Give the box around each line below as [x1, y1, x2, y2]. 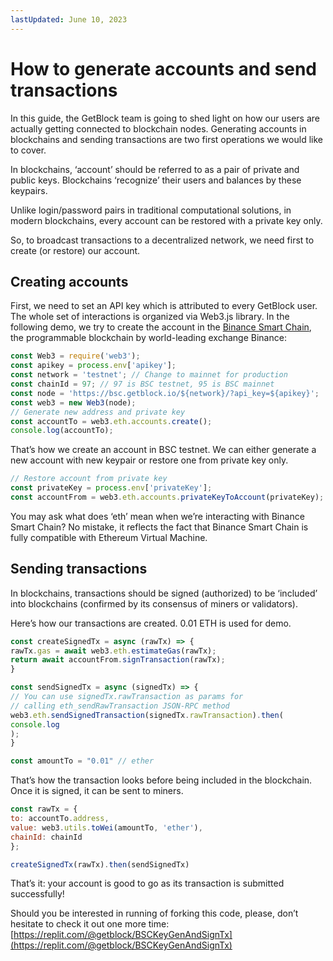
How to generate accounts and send [10, 57, 317, 80]
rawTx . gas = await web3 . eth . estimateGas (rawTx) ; [10, 646, 217, 656]
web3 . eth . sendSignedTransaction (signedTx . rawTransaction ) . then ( [10, 710, 284, 720]
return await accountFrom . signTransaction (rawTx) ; [10, 655, 226, 665]
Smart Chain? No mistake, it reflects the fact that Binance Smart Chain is [10, 521, 309, 533]
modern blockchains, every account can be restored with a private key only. [10, 214, 323, 226]
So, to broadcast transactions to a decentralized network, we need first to [10, 234, 315, 246]
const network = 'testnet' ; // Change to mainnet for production [10, 370, 288, 380]
